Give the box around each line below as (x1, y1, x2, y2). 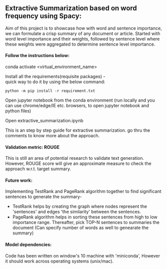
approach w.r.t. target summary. (5, 166, 71, 172)
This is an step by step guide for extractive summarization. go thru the (5, 127, 150, 133)
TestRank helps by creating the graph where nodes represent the (12, 203, 147, 209)
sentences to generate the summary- (5, 194, 82, 200)
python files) (5, 108, 32, 114)
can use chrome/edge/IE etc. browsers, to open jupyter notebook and (5, 103, 149, 109)
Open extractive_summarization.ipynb (5, 118, 84, 124)
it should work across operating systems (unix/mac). (5, 258, 114, 264)
